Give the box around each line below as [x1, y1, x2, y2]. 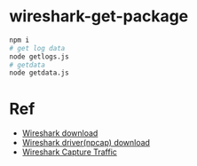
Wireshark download [21, 128, 98, 138]
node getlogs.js [9, 51, 69, 61]
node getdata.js [9, 68, 69, 77]
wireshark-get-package [9, 6, 189, 27]
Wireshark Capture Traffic [21, 146, 118, 157]
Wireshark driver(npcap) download [21, 138, 151, 148]
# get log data [9, 43, 66, 52]
